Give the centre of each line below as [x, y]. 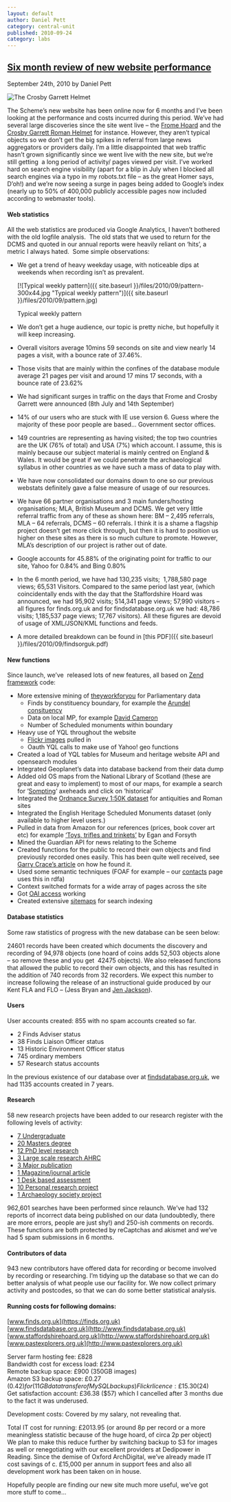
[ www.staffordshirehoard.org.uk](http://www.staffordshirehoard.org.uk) [109, 1336]
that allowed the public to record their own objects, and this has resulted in [113, 967]
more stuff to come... [37, 1492]
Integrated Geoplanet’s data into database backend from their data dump [120, 769]
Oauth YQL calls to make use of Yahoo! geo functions [103, 747]
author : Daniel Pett [37, 20]
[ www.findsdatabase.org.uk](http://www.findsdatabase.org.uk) [97, 1329]
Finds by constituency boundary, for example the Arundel [109, 703]
